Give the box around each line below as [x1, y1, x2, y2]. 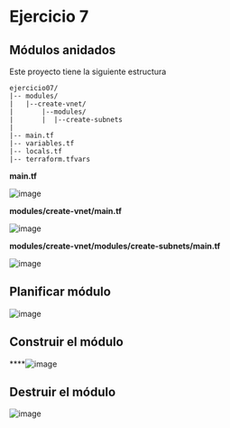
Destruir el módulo [9, 385, 116, 400]
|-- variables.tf [9, 139, 75, 148]
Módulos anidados [9, 42, 116, 58]
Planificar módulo [9, 284, 111, 300]
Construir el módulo [9, 334, 124, 349]
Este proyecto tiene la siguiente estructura [9, 66, 167, 77]
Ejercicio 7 [9, 6, 89, 27]
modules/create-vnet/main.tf [9, 206, 122, 216]
